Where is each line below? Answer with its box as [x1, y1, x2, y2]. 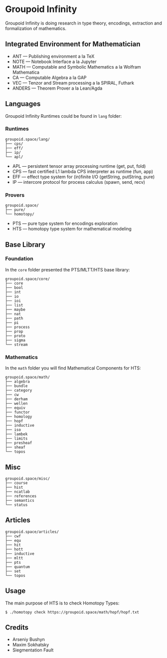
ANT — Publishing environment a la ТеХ [12, 53, 95, 59]
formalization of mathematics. [5, 25, 66, 31]
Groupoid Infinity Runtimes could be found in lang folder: [5, 113, 122, 119]
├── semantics [5, 498, 35, 503]
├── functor [5, 410, 30, 415]
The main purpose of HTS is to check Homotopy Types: [5, 600, 120, 606]
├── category [5, 388, 32, 393]
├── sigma [5, 338, 26, 343]
